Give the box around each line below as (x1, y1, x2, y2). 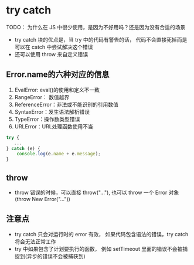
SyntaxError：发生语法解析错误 (14, 108, 90, 115)
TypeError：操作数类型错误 (14, 115, 80, 123)
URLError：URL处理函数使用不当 (14, 123, 94, 130)
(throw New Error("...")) (14, 195, 70, 202)
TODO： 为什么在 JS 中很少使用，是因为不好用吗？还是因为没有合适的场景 (6, 23, 186, 30)
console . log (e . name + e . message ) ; (16, 151, 101, 157)
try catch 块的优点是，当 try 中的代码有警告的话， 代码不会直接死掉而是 (14, 36, 188, 43)
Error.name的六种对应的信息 (6, 70, 110, 80)
